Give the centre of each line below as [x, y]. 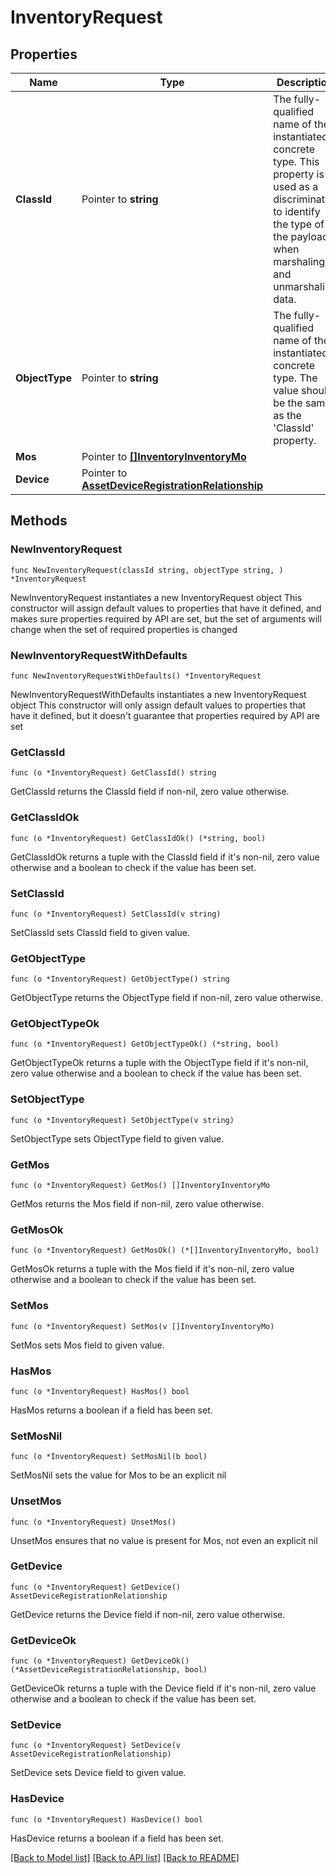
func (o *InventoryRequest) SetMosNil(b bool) [109, 1457]
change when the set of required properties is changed [124, 629]
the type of [299, 224]
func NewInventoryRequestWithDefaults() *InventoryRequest [136, 676]
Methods [39, 521]
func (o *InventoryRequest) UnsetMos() [93, 1522]
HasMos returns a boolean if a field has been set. [111, 1410]
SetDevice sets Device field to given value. [98, 1773]
